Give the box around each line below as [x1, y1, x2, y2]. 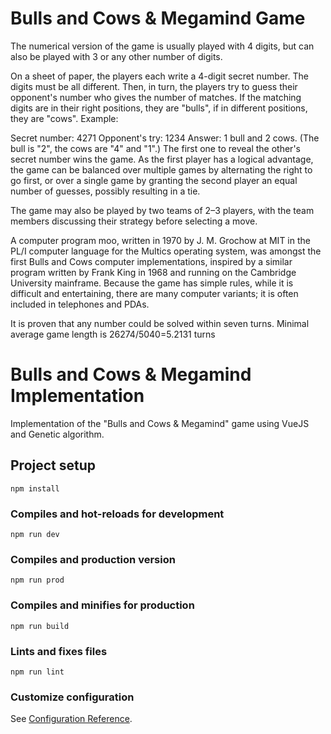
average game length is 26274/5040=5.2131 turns [10, 328, 216, 340]
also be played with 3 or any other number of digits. [10, 50, 223, 62]
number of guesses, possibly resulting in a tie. [10, 185, 201, 197]
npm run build [10, 621, 70, 631]
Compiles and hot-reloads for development [10, 507, 225, 521]
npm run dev [10, 529, 60, 539]
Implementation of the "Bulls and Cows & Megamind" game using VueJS [10, 417, 310, 429]
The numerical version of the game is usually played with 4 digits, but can [10, 40, 315, 52]
